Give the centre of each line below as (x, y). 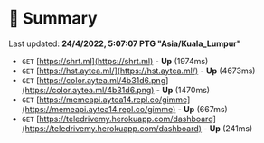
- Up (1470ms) (183, 90)
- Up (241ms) (228, 128)
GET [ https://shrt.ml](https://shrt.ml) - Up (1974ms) (115, 61)
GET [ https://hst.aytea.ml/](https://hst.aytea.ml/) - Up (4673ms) (138, 71)
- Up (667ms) (203, 109)
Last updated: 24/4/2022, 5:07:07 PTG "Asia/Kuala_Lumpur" (125, 43)
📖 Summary (53, 19)
